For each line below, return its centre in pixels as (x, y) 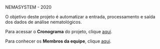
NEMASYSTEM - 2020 (28, 7)
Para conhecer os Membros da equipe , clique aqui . (58, 41)
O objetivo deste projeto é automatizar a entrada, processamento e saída (80, 17)
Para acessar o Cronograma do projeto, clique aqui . (59, 31)
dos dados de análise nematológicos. (43, 22)
